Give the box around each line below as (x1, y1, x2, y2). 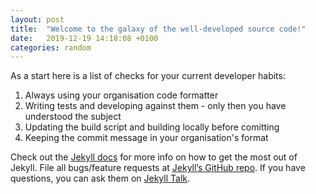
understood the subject (24, 111, 122, 123)
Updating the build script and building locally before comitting (24, 121, 280, 133)
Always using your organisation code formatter (24, 89, 219, 101)
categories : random (10, 42, 92, 53)
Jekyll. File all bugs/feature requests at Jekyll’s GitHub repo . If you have (10, 162, 306, 174)
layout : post (10, 14, 65, 25)
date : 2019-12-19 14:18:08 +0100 (10, 33, 159, 43)
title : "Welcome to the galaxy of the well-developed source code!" (10, 24, 307, 34)
